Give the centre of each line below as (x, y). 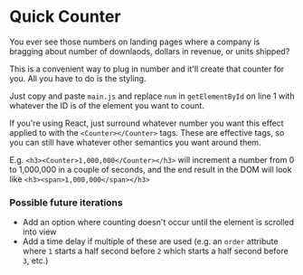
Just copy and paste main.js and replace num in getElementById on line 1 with (152, 96)
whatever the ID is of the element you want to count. (107, 105)
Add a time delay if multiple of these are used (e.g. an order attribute (150, 242)
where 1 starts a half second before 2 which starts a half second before (156, 251)
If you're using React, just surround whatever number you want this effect (147, 123)
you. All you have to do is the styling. (78, 78)
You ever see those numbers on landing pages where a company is (135, 42)
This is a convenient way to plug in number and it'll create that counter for (147, 69)
